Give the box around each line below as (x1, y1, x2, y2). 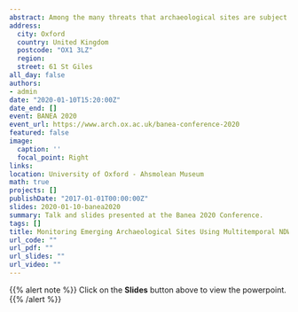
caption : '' (17, 144, 62, 153)
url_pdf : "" (9, 244, 53, 253)
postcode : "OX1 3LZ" (17, 46, 93, 55)
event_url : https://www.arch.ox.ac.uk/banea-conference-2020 (9, 121, 240, 129)
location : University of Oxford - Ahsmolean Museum (9, 169, 204, 178)
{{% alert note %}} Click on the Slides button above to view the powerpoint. (9, 285, 286, 295)
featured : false (9, 129, 69, 137)
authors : (9, 79, 42, 88)
